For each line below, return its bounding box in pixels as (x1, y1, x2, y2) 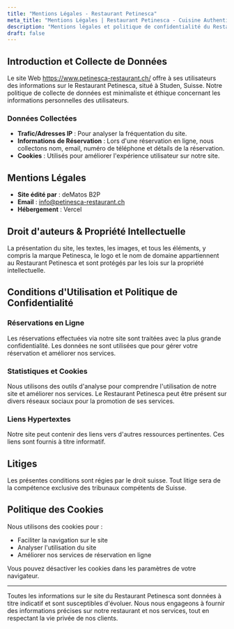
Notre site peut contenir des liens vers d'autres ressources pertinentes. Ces (7, 430, 225, 439)
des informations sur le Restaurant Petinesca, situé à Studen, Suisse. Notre (7, 82, 223, 90)
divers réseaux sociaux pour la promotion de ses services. (7, 397, 175, 405)
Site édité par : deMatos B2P (17, 190, 101, 199)
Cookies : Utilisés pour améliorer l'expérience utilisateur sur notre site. (17, 151, 220, 160)
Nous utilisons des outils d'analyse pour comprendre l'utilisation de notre (7, 381, 217, 391)
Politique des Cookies (7, 503, 104, 516)
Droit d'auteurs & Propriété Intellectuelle (7, 225, 186, 237)
